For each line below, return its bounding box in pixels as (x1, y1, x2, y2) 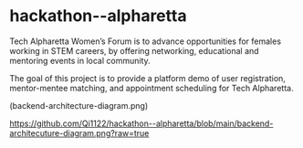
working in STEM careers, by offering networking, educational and (9, 45, 259, 56)
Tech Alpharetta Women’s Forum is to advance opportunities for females (9, 36, 281, 47)
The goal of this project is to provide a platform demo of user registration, (9, 72, 286, 83)
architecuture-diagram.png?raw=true (9, 127, 150, 138)
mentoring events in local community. (9, 55, 151, 66)
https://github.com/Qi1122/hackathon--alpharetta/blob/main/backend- (9, 118, 274, 129)
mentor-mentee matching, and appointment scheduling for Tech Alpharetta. (9, 82, 294, 93)
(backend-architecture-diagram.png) (9, 100, 149, 111)
